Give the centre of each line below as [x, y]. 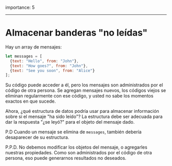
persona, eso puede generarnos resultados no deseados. [66, 158]
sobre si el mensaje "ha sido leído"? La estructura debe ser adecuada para [84, 116]
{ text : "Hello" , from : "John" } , [45, 61]
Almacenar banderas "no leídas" [77, 33]
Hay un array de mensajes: [34, 47]
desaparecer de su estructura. [37, 137]
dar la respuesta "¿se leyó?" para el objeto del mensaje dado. [70, 122]
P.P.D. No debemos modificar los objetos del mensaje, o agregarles [76, 147]
